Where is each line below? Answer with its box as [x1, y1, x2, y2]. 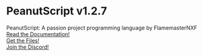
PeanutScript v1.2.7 [6, 4, 107, 18]
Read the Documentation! [6, 30, 70, 37]
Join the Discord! [6, 43, 49, 51]
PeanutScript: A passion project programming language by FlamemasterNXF [6, 24, 198, 31]
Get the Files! [6, 37, 39, 44]
